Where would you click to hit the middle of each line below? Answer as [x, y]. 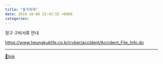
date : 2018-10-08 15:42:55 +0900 [39, 14]
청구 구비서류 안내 [22, 33]
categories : [17, 18]
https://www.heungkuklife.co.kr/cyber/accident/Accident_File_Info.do [74, 43]
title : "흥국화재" [22, 9]
